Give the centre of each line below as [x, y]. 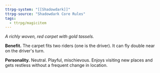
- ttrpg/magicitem [28, 23]
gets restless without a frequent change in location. [56, 65]
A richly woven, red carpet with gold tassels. [50, 36]
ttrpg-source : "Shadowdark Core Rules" [45, 14]
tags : [10, 18]
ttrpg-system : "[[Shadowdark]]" [38, 9]
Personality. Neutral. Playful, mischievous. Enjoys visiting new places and [79, 60]
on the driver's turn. [25, 51]
